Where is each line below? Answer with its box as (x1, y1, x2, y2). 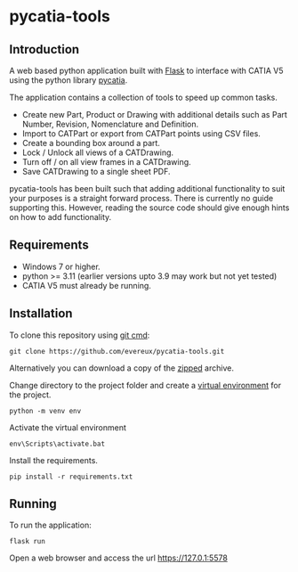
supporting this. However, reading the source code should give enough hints (9, 202, 290, 213)
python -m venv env (9, 406, 82, 415)
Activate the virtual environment (9, 421, 127, 433)
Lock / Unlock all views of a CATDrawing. (21, 147, 174, 158)
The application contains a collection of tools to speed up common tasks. (9, 92, 278, 102)
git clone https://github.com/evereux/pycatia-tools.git (9, 347, 225, 355)
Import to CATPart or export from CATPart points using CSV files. (21, 128, 261, 139)
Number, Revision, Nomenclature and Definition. (21, 118, 199, 129)
